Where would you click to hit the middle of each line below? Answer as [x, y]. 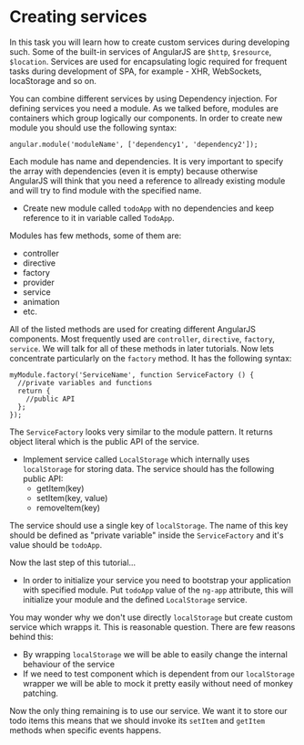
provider [38, 282]
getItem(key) [60, 488]
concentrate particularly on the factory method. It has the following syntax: [151, 358]
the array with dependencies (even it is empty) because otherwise [134, 171]
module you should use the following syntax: [93, 127]
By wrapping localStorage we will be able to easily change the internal [155, 654]
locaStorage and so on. [53, 80]
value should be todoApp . [56, 544]
